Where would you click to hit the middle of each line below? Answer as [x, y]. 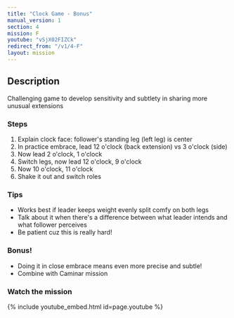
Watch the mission [40, 291]
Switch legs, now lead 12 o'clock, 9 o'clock [79, 161]
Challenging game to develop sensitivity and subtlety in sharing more [108, 98]
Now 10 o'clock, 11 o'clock [55, 168]
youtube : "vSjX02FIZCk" [42, 40]
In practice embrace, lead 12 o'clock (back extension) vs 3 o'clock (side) [122, 146]
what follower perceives [52, 225]
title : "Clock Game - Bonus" [50, 14]
